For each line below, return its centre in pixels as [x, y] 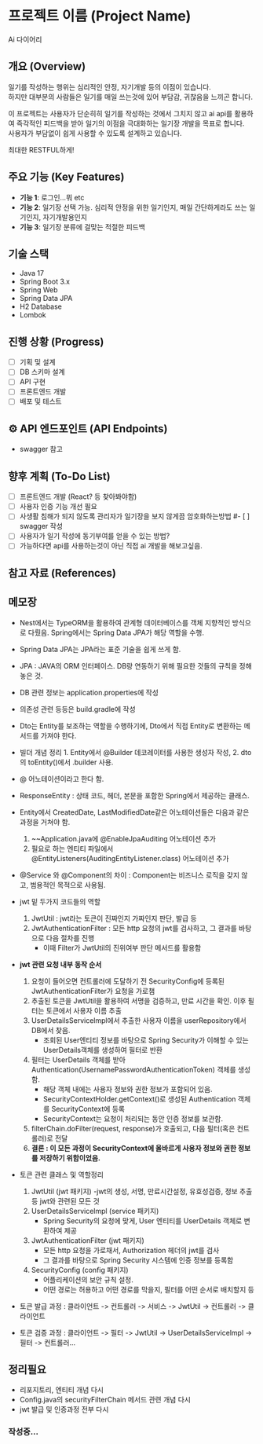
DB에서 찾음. [51, 1030]
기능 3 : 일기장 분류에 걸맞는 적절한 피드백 [82, 227]
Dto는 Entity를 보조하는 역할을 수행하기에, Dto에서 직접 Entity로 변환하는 [131, 726]
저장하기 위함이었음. [69, 1158]
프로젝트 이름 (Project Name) [100, 16]
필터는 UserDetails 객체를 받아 [78, 1059]
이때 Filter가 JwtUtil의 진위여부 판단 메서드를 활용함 [122, 947]
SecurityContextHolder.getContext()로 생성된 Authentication [139, 1099]
